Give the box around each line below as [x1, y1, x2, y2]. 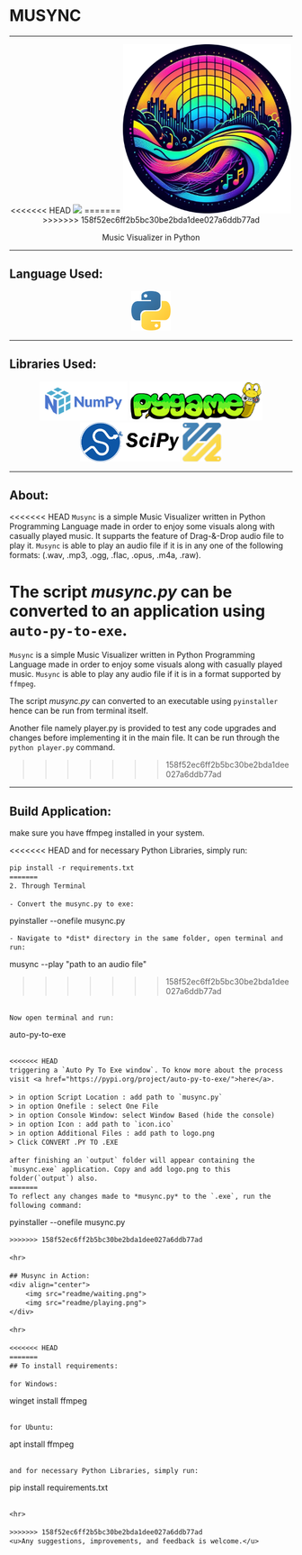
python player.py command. [9, 742, 116, 753]
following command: [9, 1201, 83, 1211]
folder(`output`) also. [9, 1174, 99, 1184]
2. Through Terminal [9, 882, 87, 891]
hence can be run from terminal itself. [9, 705, 148, 717]
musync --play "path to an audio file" [9, 959, 147, 970]
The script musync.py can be [9, 581, 233, 602]
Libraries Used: [9, 357, 97, 372]
